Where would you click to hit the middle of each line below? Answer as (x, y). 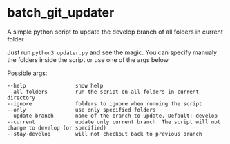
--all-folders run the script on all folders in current (103, 92)
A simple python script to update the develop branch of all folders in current (115, 32)
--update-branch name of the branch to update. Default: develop (112, 116)
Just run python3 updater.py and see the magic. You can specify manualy (112, 52)
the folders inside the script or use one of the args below (88, 59)
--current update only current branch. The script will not (114, 122)
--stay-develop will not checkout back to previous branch (105, 134)
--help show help (55, 85)
